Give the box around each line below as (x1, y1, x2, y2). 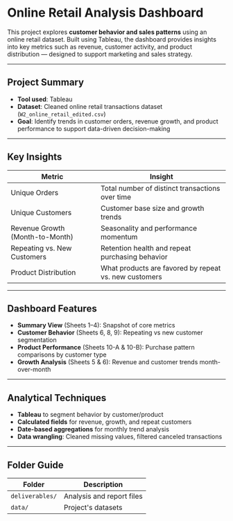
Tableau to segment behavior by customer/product (17, 411, 164, 419)
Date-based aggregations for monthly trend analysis (17, 425, 170, 434)
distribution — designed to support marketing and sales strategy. (7, 50, 193, 58)
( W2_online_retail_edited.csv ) (17, 110, 106, 118)
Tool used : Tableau (17, 95, 73, 103)
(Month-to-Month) (10, 232, 74, 241)
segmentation (17, 336, 57, 344)
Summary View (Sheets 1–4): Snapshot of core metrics (17, 321, 175, 330)
